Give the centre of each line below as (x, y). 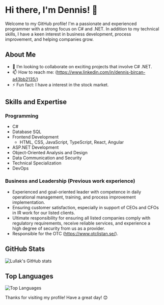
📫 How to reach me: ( (35, 72)
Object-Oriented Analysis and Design (50, 153)
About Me (20, 55)
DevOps (20, 168)
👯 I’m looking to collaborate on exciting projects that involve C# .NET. (82, 66)
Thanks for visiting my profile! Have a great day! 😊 (56, 298)
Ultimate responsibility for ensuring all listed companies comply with (81, 218)
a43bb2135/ (24, 79)
